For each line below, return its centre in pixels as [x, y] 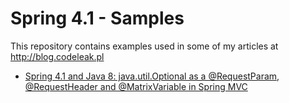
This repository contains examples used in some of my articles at [144, 46]
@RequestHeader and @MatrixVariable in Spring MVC [136, 86]
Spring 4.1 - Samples [97, 18]
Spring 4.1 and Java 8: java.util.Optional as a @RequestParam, [152, 76]
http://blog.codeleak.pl [57, 56]
